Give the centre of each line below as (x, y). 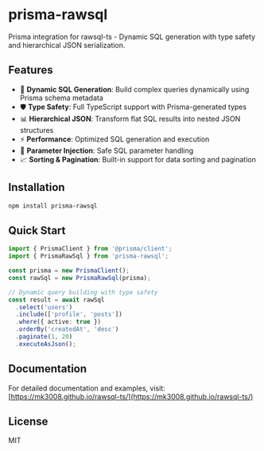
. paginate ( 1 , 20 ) (44, 336)
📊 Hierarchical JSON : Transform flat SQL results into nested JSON (130, 119)
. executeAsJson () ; (46, 344)
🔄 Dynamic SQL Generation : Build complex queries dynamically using (134, 89)
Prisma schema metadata (61, 98)
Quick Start (37, 230)
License (28, 421)
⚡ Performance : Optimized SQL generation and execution (115, 139)
